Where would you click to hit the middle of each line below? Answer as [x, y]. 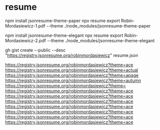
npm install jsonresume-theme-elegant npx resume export [64, 35]
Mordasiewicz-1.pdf [25, 26]
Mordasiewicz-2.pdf [26, 40]
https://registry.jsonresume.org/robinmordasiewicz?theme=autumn [73, 80]
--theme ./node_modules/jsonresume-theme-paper [99, 26]
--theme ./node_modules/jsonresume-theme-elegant [101, 40]
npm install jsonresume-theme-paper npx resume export [63, 21]
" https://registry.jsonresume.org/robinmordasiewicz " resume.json [72, 55]
